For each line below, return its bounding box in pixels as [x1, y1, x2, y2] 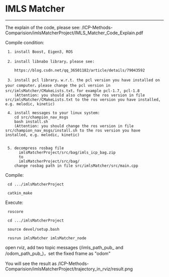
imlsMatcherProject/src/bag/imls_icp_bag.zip [18, 150, 116, 155]
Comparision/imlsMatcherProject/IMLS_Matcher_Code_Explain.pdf [5, 30, 143, 36]
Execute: [5, 199, 24, 205]
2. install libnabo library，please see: [7, 59, 95, 64]
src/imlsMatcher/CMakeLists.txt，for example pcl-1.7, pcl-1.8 [5, 88, 140, 93]
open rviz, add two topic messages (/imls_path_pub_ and [5, 244, 124, 250]
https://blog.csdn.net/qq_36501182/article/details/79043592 [14, 67, 145, 73]
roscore [7, 209, 24, 214]
